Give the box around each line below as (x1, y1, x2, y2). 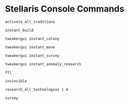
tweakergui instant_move (5, 45, 55, 49)
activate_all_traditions (5, 19, 55, 24)
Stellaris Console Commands (5, 3, 125, 15)
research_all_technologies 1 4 (5, 87, 68, 92)
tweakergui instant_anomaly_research (5, 61, 81, 66)
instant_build (5, 28, 34, 32)
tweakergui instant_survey (5, 53, 60, 58)
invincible (5, 78, 27, 83)
